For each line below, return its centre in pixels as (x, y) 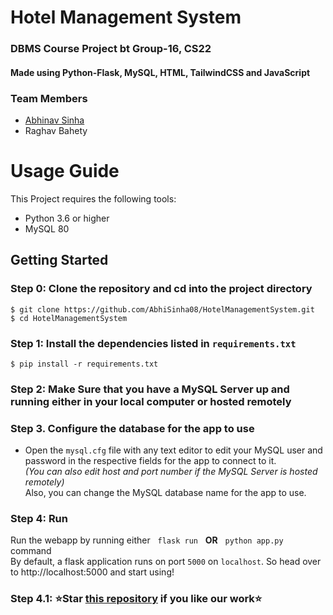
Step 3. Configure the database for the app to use (132, 428)
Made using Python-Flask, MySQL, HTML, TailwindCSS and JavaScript (160, 72)
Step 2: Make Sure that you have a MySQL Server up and (150, 389)
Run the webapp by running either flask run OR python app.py (147, 540)
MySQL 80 (47, 228)
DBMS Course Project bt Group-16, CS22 (111, 49)
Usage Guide (65, 171)
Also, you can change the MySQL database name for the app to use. (165, 493)
